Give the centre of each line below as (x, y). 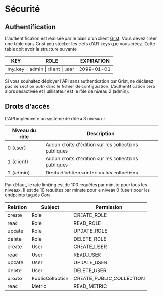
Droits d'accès (27, 107)
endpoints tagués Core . (29, 195)
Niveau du (24, 130)
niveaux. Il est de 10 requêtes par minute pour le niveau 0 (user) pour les (78, 190)
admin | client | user (51, 69)
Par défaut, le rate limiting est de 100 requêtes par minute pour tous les (76, 184)
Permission (109, 207)
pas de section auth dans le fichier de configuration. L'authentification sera (80, 86)
